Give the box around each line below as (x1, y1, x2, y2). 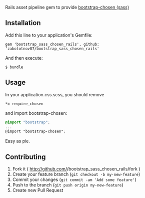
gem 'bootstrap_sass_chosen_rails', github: (5, 42, 99, 47)
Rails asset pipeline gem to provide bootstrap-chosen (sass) (5, 5, 129, 10)
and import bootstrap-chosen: (5, 110, 67, 116)
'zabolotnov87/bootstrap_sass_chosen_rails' (5, 46, 99, 51)
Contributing (5, 152, 46, 161)
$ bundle (5, 65, 23, 70)
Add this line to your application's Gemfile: (5, 32, 92, 38)
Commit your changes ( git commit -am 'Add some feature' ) (12, 176, 136, 182)
